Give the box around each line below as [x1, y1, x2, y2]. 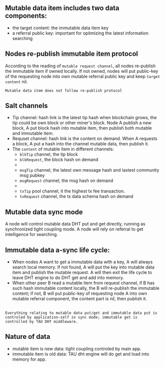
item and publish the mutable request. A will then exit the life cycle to [12, 270, 152, 275]
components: [5, 12, 47, 20]
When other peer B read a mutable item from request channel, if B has [12, 280, 155, 286]
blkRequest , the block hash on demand [19, 157, 99, 163]
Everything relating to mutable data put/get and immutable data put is [5, 311, 158, 316]
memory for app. [12, 356, 47, 362]
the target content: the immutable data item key [12, 25, 109, 31]
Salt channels [5, 101, 48, 110]
